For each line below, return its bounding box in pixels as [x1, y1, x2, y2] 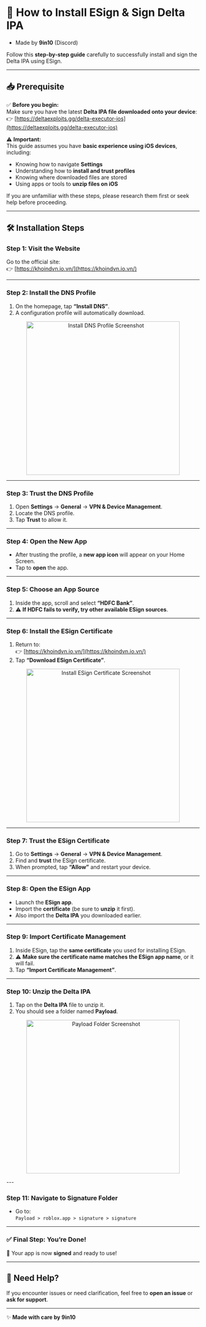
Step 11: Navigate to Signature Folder [6, 1194, 118, 1202]
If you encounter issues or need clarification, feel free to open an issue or [6, 1289, 193, 1296]
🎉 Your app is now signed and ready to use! [6, 1249, 118, 1256]
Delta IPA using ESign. [6, 57, 63, 64]
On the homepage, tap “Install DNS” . [15, 302, 110, 309]
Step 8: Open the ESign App [6, 884, 91, 893]
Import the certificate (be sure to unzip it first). [15, 905, 135, 913]
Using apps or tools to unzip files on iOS [15, 180, 118, 187]
